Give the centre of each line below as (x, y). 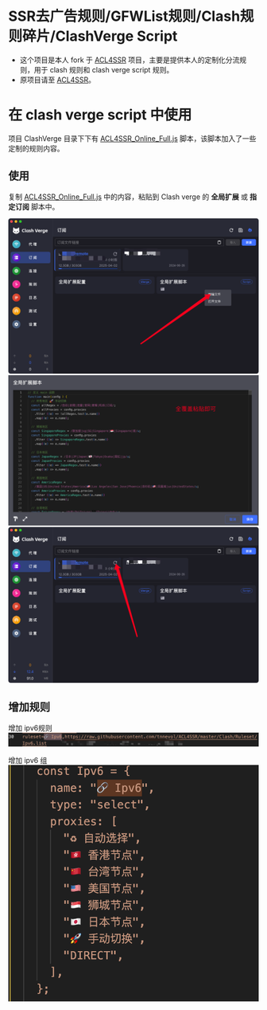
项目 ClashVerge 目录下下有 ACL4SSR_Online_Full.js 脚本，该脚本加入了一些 (132, 138)
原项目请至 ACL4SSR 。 (58, 80)
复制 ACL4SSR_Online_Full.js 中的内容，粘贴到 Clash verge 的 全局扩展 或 (128, 197)
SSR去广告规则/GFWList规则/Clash (124, 16)
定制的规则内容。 (36, 148)
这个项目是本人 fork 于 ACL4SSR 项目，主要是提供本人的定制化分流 (130, 60)
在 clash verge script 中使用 (100, 115)
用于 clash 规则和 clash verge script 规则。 (104, 69)
